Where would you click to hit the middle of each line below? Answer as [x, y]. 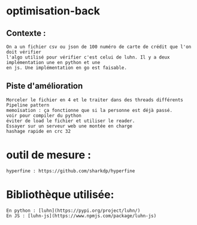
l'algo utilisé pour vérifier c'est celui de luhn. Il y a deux [88, 57]
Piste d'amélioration [45, 86]
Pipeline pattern [28, 105]
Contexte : [26, 33]
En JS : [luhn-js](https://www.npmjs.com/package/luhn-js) [81, 216]
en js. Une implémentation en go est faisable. [67, 68]
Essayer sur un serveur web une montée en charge [69, 126]
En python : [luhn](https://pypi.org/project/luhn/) [73, 211]
